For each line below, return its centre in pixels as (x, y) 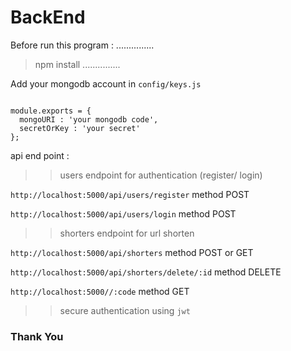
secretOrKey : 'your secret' (80, 128)
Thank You (37, 336)
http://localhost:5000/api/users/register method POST (130, 194)
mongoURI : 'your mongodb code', (89, 119)
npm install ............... (77, 64)
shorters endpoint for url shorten (127, 233)
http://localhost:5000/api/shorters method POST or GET (132, 252)
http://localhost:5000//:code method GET (100, 291)
